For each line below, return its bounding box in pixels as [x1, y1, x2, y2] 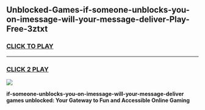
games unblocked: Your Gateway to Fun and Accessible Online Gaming [6, 97, 190, 104]
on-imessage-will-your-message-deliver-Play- [6, 15, 190, 25]
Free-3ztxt [6, 24, 48, 34]
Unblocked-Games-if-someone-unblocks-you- [6, 5, 190, 15]
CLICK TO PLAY [6, 42, 54, 50]
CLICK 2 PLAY [6, 65, 49, 74]
